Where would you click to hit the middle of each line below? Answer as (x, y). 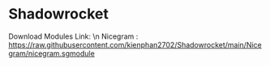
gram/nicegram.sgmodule (51, 53)
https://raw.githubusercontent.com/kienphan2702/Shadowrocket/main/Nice (135, 44)
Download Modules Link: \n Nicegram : (73, 36)
